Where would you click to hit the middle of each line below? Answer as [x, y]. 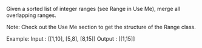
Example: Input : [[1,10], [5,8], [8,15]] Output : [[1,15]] [71, 39]
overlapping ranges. [31, 15]
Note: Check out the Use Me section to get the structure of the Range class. [101, 27]
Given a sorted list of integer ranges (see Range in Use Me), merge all [93, 9]
